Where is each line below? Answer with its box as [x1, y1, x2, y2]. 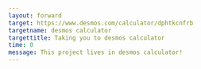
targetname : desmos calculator [8, 26, 112, 34]
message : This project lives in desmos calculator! [8, 48, 183, 56]
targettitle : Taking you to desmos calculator [8, 33, 165, 42]
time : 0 [8, 41, 34, 49]
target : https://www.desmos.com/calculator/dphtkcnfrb [8, 19, 194, 27]
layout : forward [8, 11, 62, 20]
